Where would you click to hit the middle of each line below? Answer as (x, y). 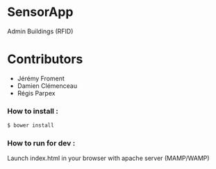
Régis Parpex (36, 93)
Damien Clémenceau (47, 86)
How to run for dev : (41, 143)
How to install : (33, 111)
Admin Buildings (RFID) (40, 31)
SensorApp (40, 12)
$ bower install (31, 125)
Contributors (45, 59)
